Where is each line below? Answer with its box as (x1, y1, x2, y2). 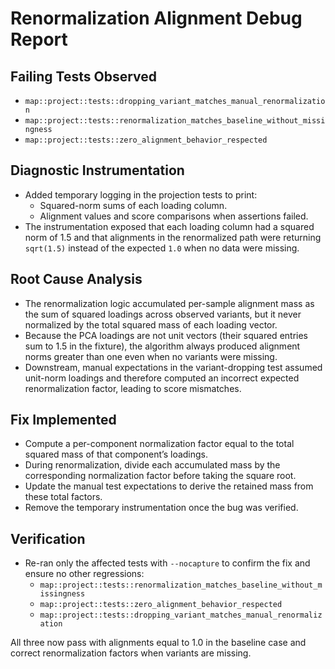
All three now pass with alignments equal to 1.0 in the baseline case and (10, 637, 307, 649)
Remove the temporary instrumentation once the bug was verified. (24, 502, 299, 514)
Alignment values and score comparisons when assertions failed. (39, 210, 309, 222)
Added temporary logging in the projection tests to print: (24, 188, 258, 201)
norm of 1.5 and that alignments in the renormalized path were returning (24, 231, 322, 243)
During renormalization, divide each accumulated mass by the (24, 459, 281, 471)
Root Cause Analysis (10, 271, 143, 288)
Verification (10, 530, 86, 547)
